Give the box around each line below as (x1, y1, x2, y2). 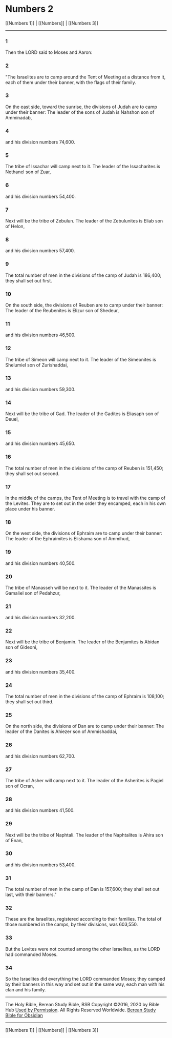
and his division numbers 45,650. (5, 440, 76, 446)
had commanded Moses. (5, 951, 58, 958)
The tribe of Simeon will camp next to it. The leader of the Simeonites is (5, 356, 156, 362)
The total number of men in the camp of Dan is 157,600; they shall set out (5, 886, 160, 892)
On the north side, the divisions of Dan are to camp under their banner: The (5, 723, 164, 729)
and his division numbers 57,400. (5, 248, 75, 254)
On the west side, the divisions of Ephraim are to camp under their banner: (5, 530, 163, 536)
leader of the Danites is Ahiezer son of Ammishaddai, (5, 728, 118, 735)
